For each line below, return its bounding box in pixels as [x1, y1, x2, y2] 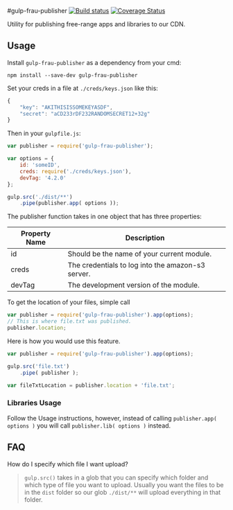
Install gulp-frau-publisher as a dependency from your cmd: [7, 58, 182, 67]
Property [20, 229, 51, 238]
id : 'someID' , [19, 161, 60, 169]
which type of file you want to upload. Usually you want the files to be [24, 480, 224, 489]
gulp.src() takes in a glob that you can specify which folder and [24, 473, 209, 482]
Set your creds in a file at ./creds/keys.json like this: [7, 84, 158, 92]
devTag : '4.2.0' [19, 174, 67, 182]
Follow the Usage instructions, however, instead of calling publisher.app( [7, 414, 217, 422]
